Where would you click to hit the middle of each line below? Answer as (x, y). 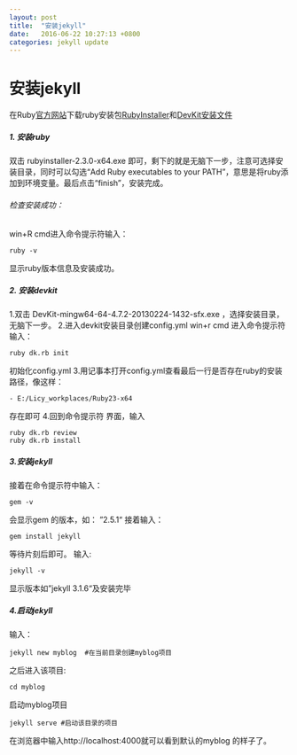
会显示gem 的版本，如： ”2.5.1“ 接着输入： (86, 520)
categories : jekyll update (59, 42)
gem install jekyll (45, 537)
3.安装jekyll (31, 461)
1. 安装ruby (30, 136)
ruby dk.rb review (43, 433)
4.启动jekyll (31, 610)
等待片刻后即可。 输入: (50, 554)
